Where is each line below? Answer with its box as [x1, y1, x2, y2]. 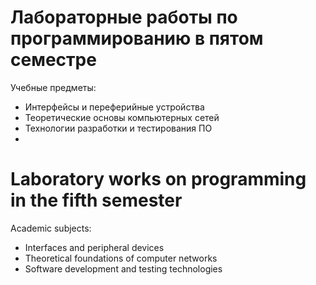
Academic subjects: [10, 222, 92, 234]
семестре [10, 49, 97, 71]
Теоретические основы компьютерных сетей [24, 111, 220, 123]
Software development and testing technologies [24, 262, 223, 275]
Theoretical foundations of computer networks [24, 252, 218, 264]
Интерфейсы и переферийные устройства [24, 101, 205, 113]
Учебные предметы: [10, 81, 97, 93]
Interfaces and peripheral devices [24, 241, 165, 253]
